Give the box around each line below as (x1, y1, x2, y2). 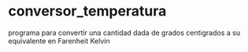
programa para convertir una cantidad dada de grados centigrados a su (8, 28, 241, 37)
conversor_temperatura (8, 2, 167, 20)
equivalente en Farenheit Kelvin (8, 36, 110, 45)
